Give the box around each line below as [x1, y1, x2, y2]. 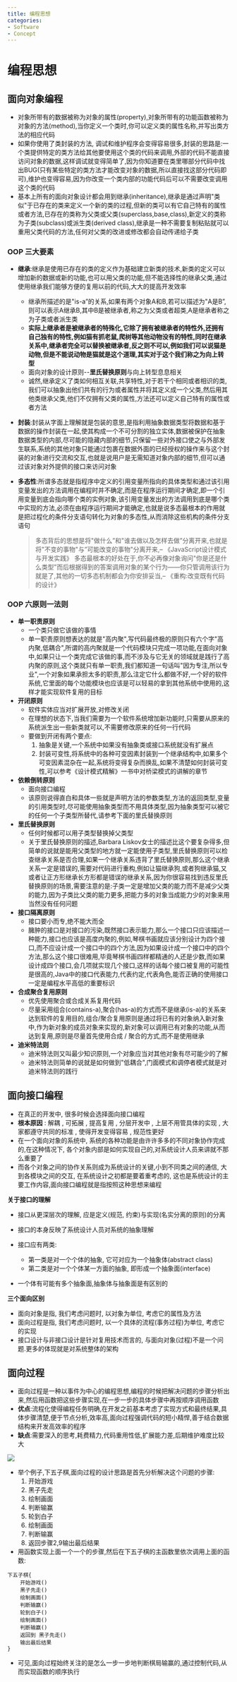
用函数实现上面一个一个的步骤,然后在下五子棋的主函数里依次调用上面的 [17, 1547, 224, 1556]
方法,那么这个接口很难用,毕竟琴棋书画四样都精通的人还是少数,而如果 [28, 952, 226, 961]
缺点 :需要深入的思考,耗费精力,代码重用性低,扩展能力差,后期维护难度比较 [17, 1431, 224, 1440]
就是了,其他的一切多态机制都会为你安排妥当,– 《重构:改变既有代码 [35, 571, 225, 579]
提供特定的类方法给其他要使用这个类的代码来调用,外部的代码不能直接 [30, 148, 230, 157]
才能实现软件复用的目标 [34, 687, 103, 696]
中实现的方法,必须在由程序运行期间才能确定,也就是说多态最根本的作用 [17, 503, 219, 512]
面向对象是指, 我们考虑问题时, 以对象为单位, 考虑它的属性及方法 [17, 1309, 202, 1317]
